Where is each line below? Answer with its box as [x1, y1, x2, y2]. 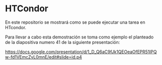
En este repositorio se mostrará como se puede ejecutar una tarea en [5, 19, 146, 25]
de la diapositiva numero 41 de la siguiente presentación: [5, 39, 120, 45]
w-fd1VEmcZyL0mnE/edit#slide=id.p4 [5, 54, 82, 60]
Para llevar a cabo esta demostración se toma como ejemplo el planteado [5, 34, 154, 40]
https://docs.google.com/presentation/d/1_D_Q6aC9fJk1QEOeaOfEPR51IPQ [5, 49, 157, 55]
